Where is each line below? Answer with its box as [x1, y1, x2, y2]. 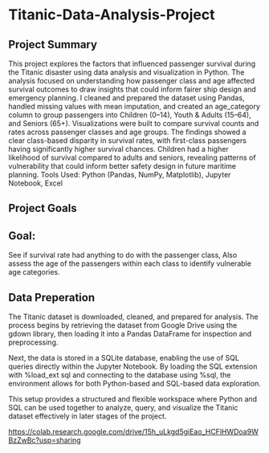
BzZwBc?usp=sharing [8, 435, 82, 445]
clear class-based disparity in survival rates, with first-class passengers [8, 136, 247, 145]
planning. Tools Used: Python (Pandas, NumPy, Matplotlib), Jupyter [8, 170, 231, 179]
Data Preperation [8, 291, 96, 304]
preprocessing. [8, 337, 59, 347]
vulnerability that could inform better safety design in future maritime [8, 161, 237, 170]
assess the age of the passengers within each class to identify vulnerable [8, 259, 251, 268]
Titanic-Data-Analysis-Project [8, 6, 215, 24]
